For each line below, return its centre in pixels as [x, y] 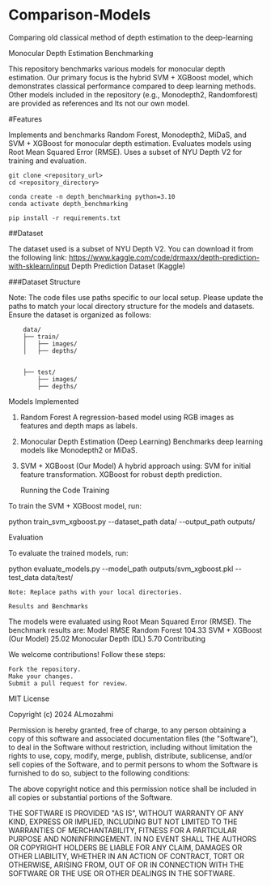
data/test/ [57, 577]
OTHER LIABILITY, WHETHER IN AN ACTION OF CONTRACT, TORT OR [126, 856]
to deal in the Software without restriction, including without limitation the [130, 747]
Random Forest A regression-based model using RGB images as [127, 417]
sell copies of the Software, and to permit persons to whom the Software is [133, 764]
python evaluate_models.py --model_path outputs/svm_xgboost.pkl [121, 569]
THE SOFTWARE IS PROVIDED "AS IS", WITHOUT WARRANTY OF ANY [126, 813]
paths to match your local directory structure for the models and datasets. [131, 306]
